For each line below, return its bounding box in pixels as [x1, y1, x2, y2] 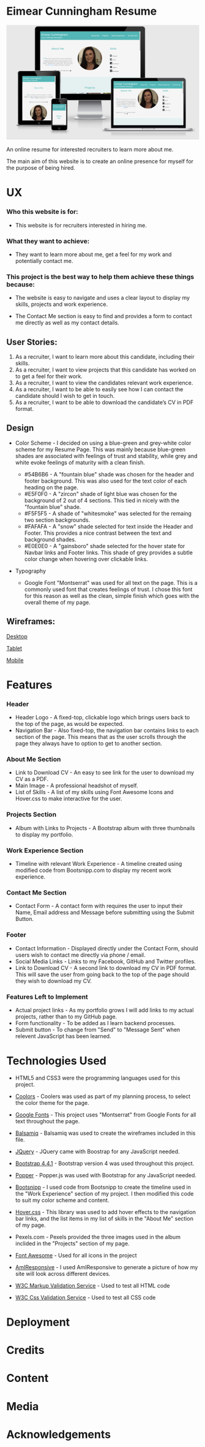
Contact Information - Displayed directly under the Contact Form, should [15, 944, 198, 952]
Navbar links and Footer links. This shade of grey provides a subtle [24, 549, 193, 556]
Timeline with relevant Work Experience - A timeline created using [15, 860, 182, 868]
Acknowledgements [6, 1427, 111, 1441]
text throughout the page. [15, 1117, 80, 1124]
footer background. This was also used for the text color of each [24, 477, 187, 484]
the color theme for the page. [15, 1099, 90, 1106]
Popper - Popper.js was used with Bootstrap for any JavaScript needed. [15, 1171, 197, 1178]
